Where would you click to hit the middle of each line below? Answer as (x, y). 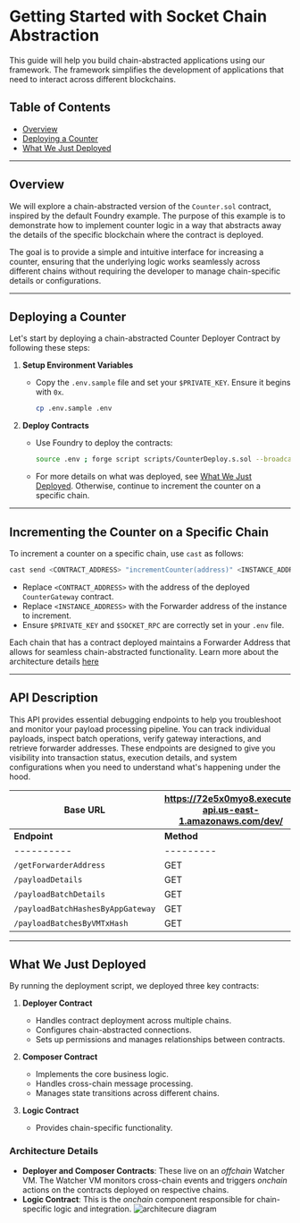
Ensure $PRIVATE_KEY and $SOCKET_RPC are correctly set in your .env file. (153, 624)
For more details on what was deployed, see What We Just (144, 477)
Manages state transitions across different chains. (128, 1093)
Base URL (84, 810)
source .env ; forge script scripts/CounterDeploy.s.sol (144, 459)
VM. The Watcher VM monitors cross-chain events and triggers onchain (154, 1180)
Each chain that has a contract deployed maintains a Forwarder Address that (150, 642)
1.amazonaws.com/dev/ (231, 820)
